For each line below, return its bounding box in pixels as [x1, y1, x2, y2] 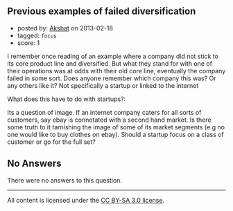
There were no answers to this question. [7, 176, 123, 184]
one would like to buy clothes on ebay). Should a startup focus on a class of [7, 130, 224, 138]
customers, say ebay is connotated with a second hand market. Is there [7, 116, 212, 124]
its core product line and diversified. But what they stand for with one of [7, 59, 213, 68]
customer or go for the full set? [7, 138, 96, 146]
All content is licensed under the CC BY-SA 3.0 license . [7, 196, 165, 204]
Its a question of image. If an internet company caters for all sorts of [7, 108, 202, 116]
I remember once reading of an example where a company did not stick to [7, 52, 218, 60]
